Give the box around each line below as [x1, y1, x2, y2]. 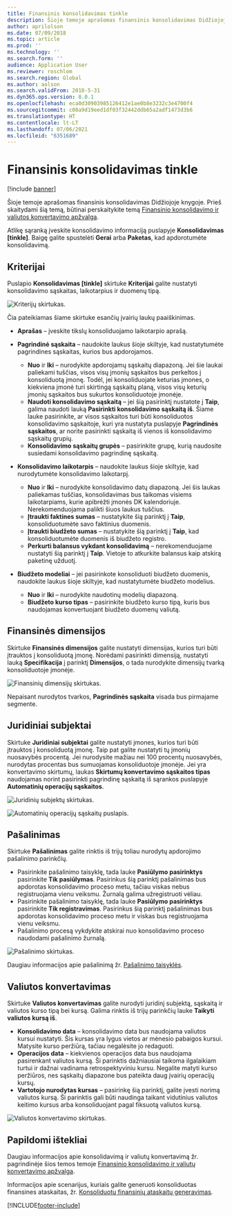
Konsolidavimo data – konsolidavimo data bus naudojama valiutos [17, 1027, 206, 1036]
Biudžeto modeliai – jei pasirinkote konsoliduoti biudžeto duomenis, [17, 570, 211, 578]
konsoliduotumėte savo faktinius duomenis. [27, 520, 151, 528]
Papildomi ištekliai [7, 1134, 88, 1146]
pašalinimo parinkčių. [7, 855, 68, 863]
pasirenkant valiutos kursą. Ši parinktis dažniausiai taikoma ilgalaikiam [17, 1056, 216, 1065]
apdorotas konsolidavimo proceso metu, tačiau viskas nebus [17, 882, 190, 891]
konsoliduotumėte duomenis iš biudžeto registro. [27, 535, 167, 542]
